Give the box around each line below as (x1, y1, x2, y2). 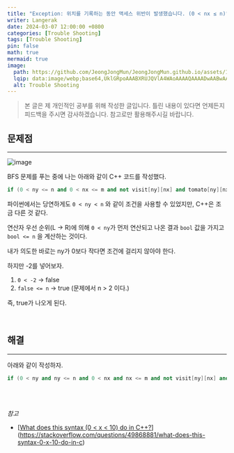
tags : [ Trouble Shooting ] (7, 36, 82, 43)
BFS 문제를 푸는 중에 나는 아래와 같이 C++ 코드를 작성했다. (7, 172, 167, 181)
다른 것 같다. (14, 208, 49, 217)
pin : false (7, 43, 39, 49)
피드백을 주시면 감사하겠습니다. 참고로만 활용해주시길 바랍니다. (24, 110, 194, 118)
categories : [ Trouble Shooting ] (7, 29, 101, 37)
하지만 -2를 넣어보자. (7, 261, 64, 270)
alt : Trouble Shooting (13, 82, 79, 89)
